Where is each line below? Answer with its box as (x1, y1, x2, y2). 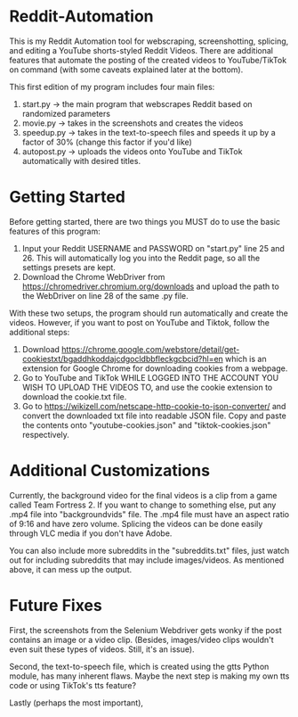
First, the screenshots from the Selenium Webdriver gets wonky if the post (9, 624, 282, 635)
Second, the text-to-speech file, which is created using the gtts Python (9, 661, 270, 672)
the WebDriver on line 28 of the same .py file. (21, 290, 189, 301)
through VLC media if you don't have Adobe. (9, 528, 173, 539)
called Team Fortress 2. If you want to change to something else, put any (9, 499, 277, 510)
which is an (225, 353, 267, 364)
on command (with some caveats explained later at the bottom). (9, 64, 244, 75)
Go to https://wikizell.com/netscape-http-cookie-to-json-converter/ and (21, 400, 286, 411)
